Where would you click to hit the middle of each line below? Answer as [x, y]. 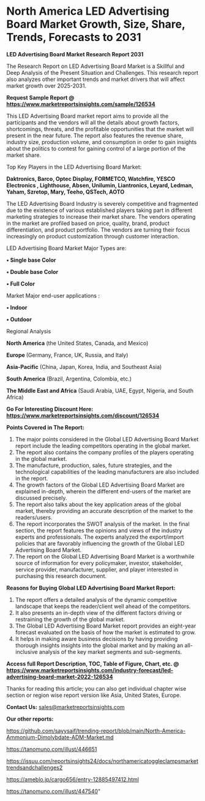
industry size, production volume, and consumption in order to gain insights [102, 142]
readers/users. [34, 517]
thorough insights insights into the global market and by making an [99, 645]
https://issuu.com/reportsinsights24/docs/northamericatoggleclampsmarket [102, 761]
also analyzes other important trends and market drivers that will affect [96, 79]
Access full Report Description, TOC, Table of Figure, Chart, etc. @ [93, 664]
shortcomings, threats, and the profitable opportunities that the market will [100, 129]
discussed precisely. [41, 498]
